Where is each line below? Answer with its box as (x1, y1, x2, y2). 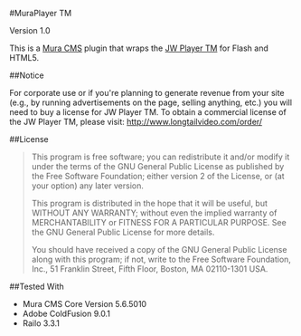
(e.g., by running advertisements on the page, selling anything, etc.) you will (9, 97, 292, 108)
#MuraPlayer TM (9, 8, 72, 18)
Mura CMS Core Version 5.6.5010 (22, 299, 147, 309)
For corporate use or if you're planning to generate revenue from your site (9, 88, 285, 98)
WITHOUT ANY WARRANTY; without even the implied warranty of (31, 207, 277, 218)
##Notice (9, 70, 44, 81)
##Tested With (9, 281, 65, 292)
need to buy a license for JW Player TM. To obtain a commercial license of (9, 107, 287, 117)
